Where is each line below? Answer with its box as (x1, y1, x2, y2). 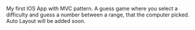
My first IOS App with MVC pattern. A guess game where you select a (6, 5, 178, 12)
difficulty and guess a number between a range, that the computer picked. (6, 11, 190, 18)
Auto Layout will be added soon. (6, 18, 86, 24)
